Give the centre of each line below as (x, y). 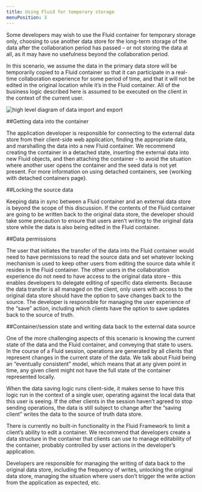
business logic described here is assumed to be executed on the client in (97, 91)
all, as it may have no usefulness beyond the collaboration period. (88, 54)
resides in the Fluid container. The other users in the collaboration (88, 270)
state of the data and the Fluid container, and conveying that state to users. (99, 345)
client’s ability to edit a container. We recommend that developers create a (98, 432)
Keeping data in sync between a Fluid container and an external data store (99, 201)
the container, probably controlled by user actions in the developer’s (91, 445)
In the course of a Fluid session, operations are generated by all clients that (100, 351)
